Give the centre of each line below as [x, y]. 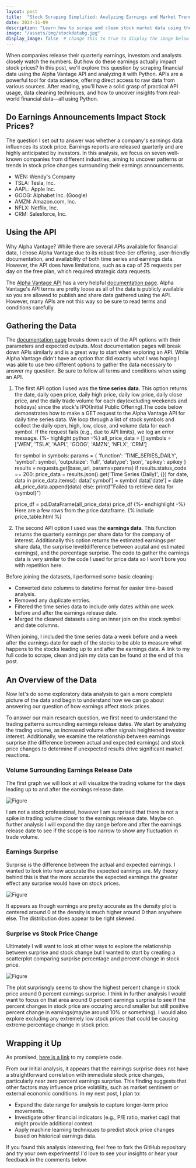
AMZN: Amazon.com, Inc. [45, 201]
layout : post [22, 11]
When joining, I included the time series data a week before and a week [92, 637]
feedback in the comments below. [47, 1159]
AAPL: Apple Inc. [35, 189]
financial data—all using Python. [60, 99]
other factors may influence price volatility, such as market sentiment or [92, 1087]
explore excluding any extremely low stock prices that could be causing [92, 1019]
